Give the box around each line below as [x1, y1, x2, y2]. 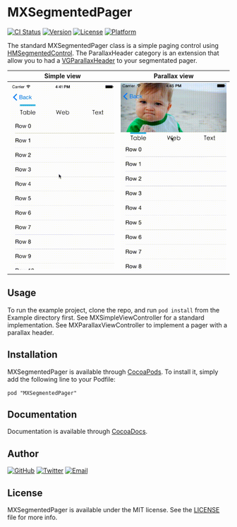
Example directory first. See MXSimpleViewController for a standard [7, 313, 205, 322]
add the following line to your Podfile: [7, 375, 116, 383]
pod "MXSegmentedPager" [7, 389, 78, 396]
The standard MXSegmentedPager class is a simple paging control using [7, 41, 219, 49]
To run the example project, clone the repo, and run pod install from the [7, 305, 220, 314]
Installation [7, 349, 58, 361]
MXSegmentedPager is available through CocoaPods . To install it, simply [7, 368, 219, 376]
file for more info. [7, 513, 58, 521]
